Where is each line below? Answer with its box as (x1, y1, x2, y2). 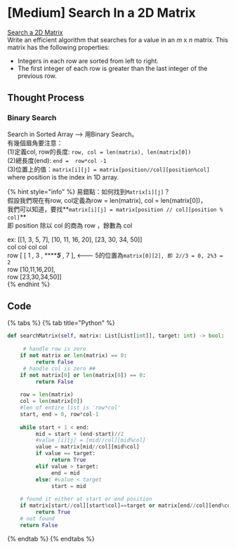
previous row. (17, 72, 58, 80)
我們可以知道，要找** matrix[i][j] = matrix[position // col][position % (7, 205, 223, 213)
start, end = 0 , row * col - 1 (20, 411, 99, 418)
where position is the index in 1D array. (7, 173, 119, 181)
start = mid (51, 482, 86, 489)
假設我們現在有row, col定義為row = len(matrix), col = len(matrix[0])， (7, 196, 207, 204)
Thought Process (7, 92, 84, 104)
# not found (20, 515, 55, 522)
